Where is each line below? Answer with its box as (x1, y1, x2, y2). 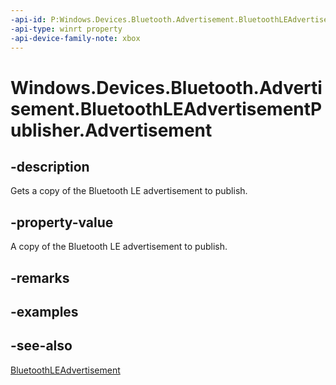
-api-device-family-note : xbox (10, 33, 141, 43)
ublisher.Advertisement (10, 119, 213, 141)
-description (10, 158, 90, 175)
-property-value (10, 214, 114, 231)
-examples (10, 303, 79, 320)
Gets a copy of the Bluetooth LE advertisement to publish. (10, 185, 248, 197)
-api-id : (10, 14, 47, 25)
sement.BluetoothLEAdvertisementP (10, 97, 323, 120)
